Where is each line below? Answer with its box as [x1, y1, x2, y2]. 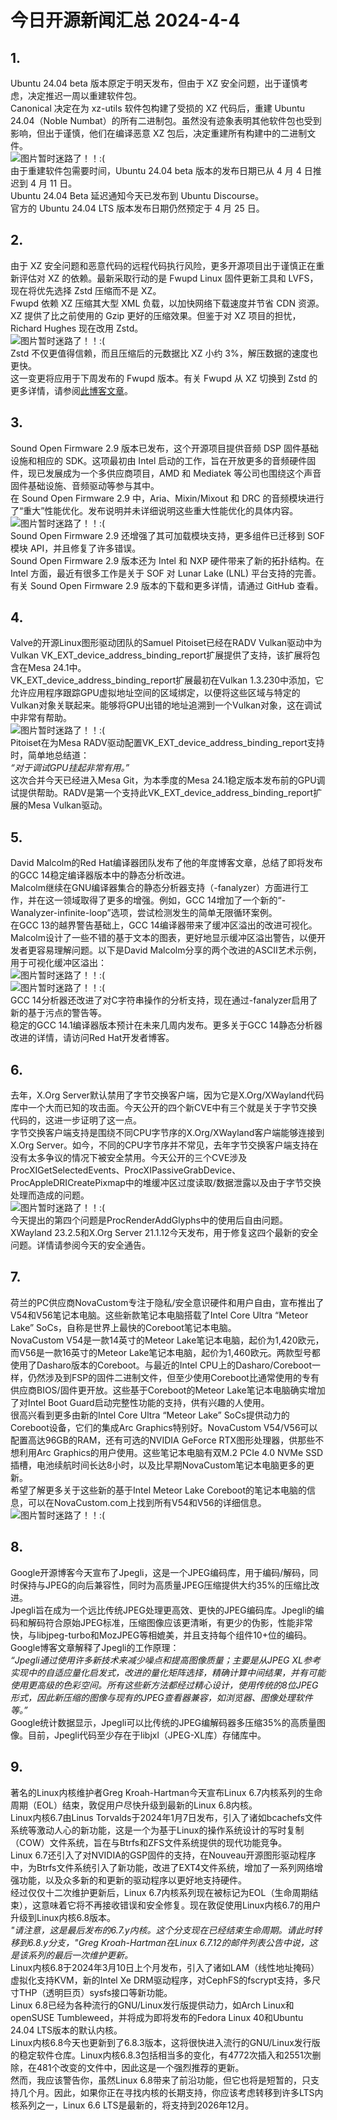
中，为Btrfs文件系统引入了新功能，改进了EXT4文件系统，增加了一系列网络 [10, 1861, 315, 1873]
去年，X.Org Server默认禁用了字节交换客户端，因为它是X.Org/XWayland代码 [10, 1089, 325, 1101]
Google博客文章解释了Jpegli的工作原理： [10, 1641, 180, 1653]
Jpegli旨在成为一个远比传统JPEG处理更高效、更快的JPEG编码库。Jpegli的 [10, 1604, 316, 1616]
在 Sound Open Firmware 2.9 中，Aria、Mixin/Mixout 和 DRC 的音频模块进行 [10, 492, 325, 504]
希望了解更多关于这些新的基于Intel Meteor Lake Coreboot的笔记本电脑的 [10, 1484, 307, 1496]
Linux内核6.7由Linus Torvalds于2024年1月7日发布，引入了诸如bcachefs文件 [10, 1811, 323, 1823]
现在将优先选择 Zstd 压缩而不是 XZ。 [10, 284, 162, 296]
